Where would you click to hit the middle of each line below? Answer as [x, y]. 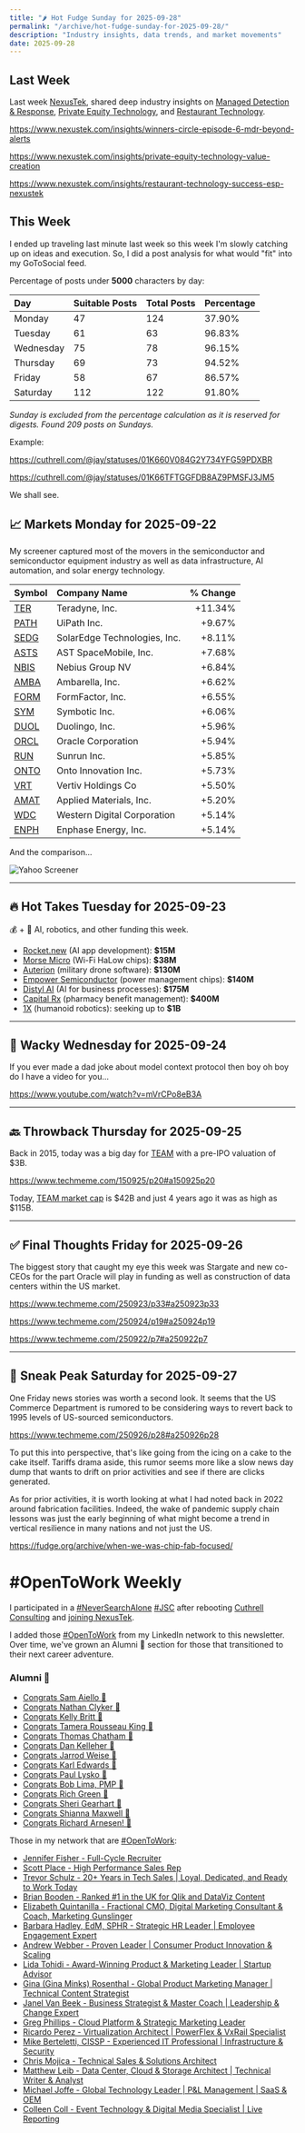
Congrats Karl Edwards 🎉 [69, 1765]
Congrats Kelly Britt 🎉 [63, 1716]
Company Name [92, 593]
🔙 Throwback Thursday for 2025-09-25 [126, 1131]
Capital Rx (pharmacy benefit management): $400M [121, 998]
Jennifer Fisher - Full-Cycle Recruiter [92, 1858]
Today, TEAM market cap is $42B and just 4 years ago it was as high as [143, 1198]
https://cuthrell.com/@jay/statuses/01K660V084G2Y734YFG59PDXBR [141, 459]
